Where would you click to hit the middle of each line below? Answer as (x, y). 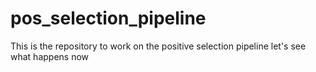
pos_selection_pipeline (108, 18)
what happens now (50, 56)
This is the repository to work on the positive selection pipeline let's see (158, 46)
